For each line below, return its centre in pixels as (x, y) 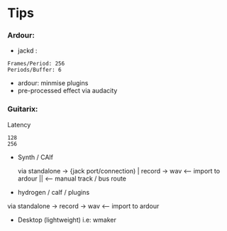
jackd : (27, 50)
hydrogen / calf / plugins (54, 192)
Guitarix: (23, 109)
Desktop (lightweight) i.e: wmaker (67, 220)
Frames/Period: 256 (36, 64)
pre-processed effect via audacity (67, 91)
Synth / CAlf (35, 157)
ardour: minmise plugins (53, 83)
